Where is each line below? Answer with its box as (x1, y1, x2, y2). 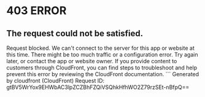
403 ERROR (6, 4, 67, 18)
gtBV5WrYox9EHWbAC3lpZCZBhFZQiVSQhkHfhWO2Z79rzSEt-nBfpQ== (6, 83, 190, 91)
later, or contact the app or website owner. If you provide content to (6, 58, 177, 64)
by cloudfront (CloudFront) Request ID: (6, 77, 105, 84)
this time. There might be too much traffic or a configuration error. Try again (6, 51, 198, 58)
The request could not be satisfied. (6, 28, 143, 39)
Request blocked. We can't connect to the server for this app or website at (6, 44, 195, 52)
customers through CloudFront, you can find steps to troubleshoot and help (6, 64, 198, 71)
